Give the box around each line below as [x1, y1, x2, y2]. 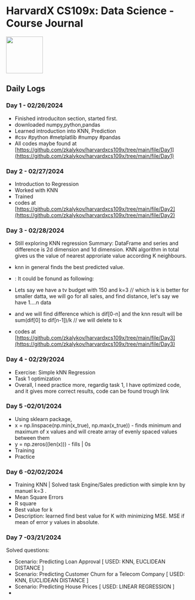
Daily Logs [6, 84, 46, 94]
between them [14, 434, 50, 441]
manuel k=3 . [14, 488, 47, 495]
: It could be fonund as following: [14, 275, 95, 282]
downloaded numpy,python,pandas [14, 121, 101, 128]
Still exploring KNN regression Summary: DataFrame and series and [14, 240, 179, 247]
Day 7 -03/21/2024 [6, 533, 62, 542]
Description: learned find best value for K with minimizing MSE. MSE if [14, 512, 185, 519]
